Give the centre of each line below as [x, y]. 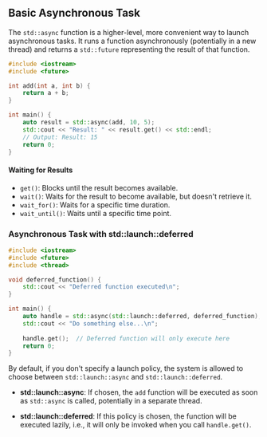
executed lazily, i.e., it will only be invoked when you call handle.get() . [135, 425]
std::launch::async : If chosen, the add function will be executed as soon [139, 392]
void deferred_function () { [55, 280]
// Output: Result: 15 [60, 137]
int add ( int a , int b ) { [49, 86]
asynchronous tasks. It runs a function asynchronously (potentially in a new [132, 41]
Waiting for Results [41, 170]
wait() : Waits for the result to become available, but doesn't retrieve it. [136, 196]
